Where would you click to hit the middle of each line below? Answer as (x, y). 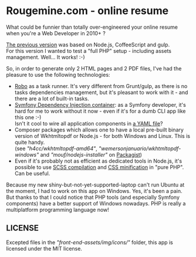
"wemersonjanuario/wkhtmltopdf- (140, 148)
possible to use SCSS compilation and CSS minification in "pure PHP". (99, 167)
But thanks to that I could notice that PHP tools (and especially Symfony (93, 197)
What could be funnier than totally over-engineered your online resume (92, 27)
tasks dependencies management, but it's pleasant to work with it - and (101, 92)
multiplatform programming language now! (58, 209)
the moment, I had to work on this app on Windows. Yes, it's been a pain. (94, 191)
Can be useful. (32, 173)
